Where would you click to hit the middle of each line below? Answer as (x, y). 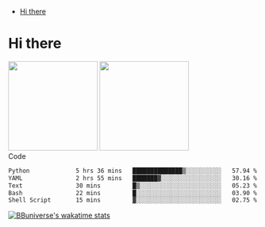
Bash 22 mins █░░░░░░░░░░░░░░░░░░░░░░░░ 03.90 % (133, 193)
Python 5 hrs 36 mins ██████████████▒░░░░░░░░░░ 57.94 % (133, 171)
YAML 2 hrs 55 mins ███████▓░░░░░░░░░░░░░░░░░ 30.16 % (133, 178)
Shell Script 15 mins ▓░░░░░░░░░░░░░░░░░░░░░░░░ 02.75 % (133, 200)
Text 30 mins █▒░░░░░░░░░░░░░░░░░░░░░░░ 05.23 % (133, 186)
